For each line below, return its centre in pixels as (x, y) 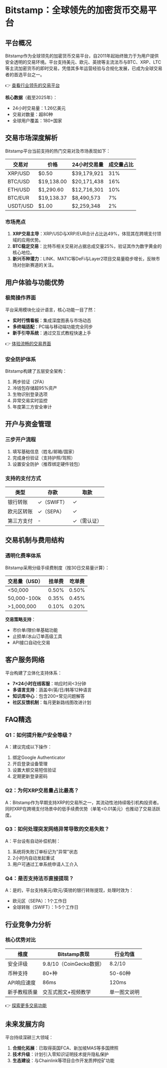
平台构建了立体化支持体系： (34, 673)
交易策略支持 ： (20, 619)
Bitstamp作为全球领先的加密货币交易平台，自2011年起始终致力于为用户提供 (82, 56)
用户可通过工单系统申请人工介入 (45, 864)
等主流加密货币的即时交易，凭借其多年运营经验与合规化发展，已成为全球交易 (84, 68)
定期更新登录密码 (30, 776)
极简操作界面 (21, 298)
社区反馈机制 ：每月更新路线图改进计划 (52, 702)
